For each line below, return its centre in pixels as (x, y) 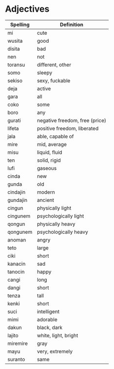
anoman (17, 240)
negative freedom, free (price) (71, 120)
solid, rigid (49, 160)
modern (46, 192)
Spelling (20, 25)
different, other (54, 65)
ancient (46, 200)
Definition (72, 25)
